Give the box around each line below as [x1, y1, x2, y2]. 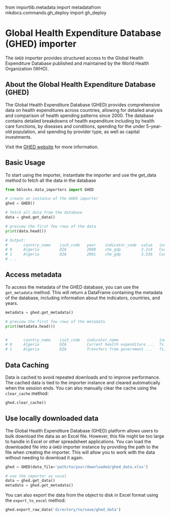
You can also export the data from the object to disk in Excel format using [5, 492, 158, 498]
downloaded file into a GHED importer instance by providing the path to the [5, 444, 159, 450]
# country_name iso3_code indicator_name [5, 337, 119, 342]
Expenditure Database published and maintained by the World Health [5, 60, 149, 66]
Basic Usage [5, 158, 46, 167]
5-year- [146, 123, 162, 129]
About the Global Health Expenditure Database [5, 81, 156, 89]
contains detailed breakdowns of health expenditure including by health [5, 117, 155, 124]
